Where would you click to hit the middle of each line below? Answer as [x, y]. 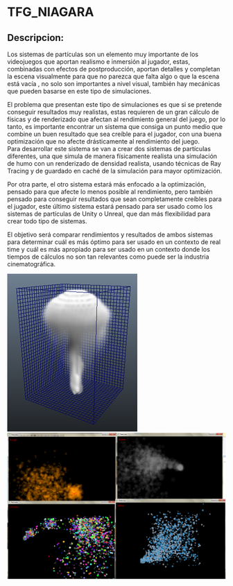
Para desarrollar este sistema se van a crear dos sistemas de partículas [109, 149]
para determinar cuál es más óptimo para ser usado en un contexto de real [114, 242]
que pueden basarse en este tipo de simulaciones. [79, 91]
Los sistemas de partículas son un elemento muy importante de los [103, 54]
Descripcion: [36, 38]
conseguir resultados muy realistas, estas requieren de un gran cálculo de [113, 112]
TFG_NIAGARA [51, 12]
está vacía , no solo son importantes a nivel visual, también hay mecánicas [114, 84]
